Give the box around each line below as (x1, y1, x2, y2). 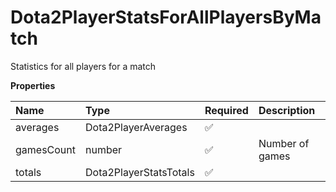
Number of (258, 136, 310, 150)
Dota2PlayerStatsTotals (85, 165, 195, 179)
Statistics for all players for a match (10, 60, 157, 72)
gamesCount (15, 142, 77, 156)
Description (258, 103, 316, 117)
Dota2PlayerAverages (85, 120, 188, 134)
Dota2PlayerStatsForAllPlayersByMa (10, 6, 322, 29)
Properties (10, 79, 56, 91)
